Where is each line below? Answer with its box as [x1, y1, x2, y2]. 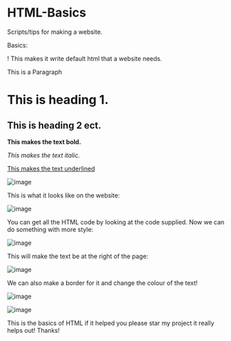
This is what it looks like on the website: [7, 191, 121, 199]
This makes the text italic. [7, 150, 81, 159]
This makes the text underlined [7, 164, 95, 173]
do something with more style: [7, 225, 94, 233]
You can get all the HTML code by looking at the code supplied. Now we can [7, 217, 225, 226]
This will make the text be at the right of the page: [7, 252, 148, 260]
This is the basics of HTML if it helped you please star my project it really [7, 319, 215, 327]
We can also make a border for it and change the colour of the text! [7, 278, 198, 287]
